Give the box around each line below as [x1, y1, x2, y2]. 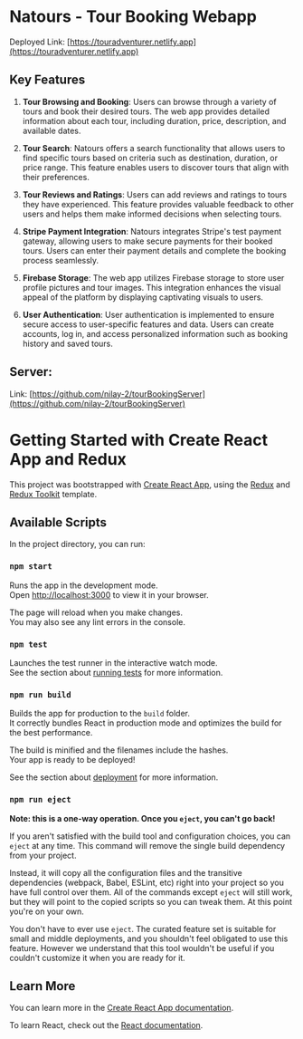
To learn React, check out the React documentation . [9, 1020, 204, 1031]
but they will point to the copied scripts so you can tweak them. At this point [9, 896, 292, 907]
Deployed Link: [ [9, 36, 71, 47]
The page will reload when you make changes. [9, 607, 184, 618]
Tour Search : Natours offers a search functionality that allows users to [22, 142, 286, 153]
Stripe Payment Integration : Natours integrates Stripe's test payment [22, 226, 282, 236]
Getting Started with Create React [9, 429, 269, 450]
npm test [9, 639, 48, 649]
